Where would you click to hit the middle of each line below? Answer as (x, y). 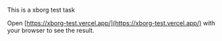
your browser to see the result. (51, 30)
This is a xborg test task (41, 10)
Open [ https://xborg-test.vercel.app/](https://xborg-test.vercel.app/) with (111, 23)
